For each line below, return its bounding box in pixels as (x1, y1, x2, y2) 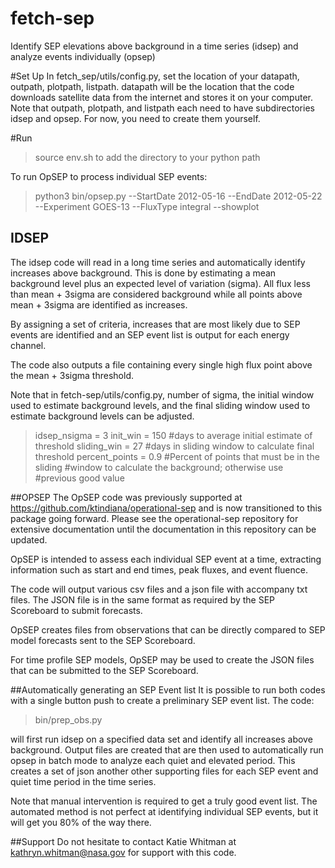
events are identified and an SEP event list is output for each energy (10, 328, 290, 341)
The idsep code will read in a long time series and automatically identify (10, 256, 306, 268)
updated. (10, 533, 48, 546)
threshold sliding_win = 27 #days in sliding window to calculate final (34, 440, 315, 452)
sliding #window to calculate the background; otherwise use (34, 461, 284, 473)
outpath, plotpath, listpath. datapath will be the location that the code (10, 80, 295, 92)
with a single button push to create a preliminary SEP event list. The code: (10, 694, 315, 706)
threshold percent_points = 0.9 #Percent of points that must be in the (34, 450, 320, 462)
